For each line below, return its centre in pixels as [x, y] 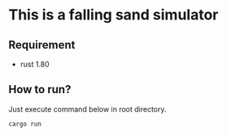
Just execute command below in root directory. [87, 109]
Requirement [42, 45]
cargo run [25, 124]
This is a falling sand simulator [113, 15]
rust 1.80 [35, 64]
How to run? [40, 89]
